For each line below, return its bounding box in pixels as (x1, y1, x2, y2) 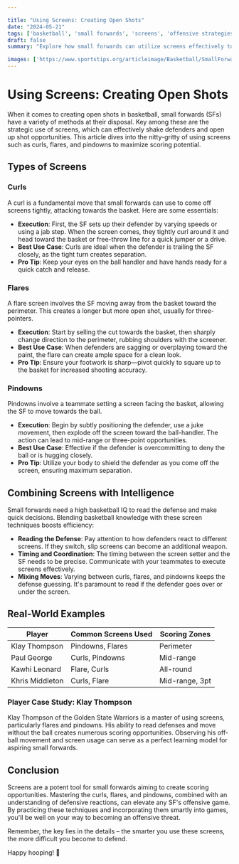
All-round (159, 664, 193, 674)
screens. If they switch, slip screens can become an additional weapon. (17, 542, 228, 551)
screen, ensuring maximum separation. (17, 466, 133, 475)
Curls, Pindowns (70, 652, 126, 662)
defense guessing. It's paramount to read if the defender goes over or (17, 580, 223, 589)
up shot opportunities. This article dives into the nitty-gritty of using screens (7, 132, 231, 141)
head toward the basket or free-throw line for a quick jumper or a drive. (17, 235, 227, 243)
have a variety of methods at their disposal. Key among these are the (7, 117, 210, 126)
